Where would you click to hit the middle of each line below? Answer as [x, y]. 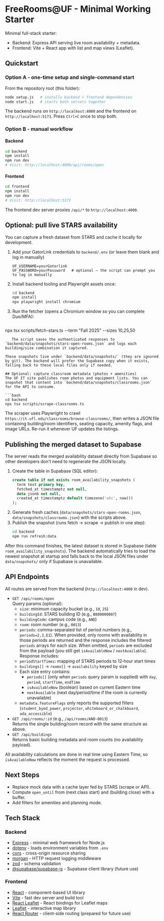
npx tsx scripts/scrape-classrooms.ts [45, 404]
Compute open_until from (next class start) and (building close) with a [83, 792]
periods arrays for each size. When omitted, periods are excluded [86, 645]
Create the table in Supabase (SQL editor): [55, 471]
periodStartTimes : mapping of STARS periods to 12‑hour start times [87, 661]
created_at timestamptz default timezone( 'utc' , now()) [75, 498]
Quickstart [22, 63]
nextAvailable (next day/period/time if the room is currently [87, 692]
